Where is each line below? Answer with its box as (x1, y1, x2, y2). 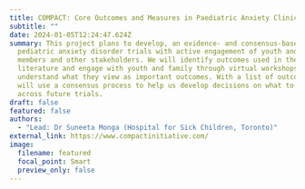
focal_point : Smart (17, 156, 92, 166)
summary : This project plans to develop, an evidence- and (9, 38, 238, 48)
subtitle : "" (9, 22, 59, 31)
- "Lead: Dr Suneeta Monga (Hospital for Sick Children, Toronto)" (17, 124, 279, 133)
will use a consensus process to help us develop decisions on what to (17, 81, 295, 90)
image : (9, 140, 34, 149)
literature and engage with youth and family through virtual (17, 65, 258, 74)
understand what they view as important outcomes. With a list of (17, 73, 274, 82)
